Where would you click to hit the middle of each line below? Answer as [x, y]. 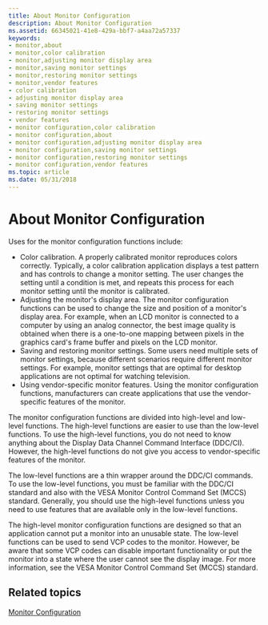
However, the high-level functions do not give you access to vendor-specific [134, 451]
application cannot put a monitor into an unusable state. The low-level [123, 533]
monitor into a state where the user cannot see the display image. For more [132, 558]
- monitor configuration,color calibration [82, 127]
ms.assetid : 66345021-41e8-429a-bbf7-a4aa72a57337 [94, 30]
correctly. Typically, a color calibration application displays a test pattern [139, 265]
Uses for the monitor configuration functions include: [96, 241]
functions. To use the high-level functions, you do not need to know [120, 434]
